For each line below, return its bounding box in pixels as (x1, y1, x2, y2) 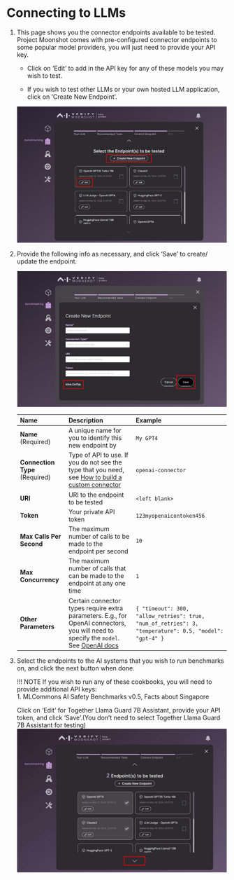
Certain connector (68, 596, 121, 605)
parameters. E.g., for (68, 611, 127, 619)
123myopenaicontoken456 (136, 513, 205, 520)
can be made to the (68, 572, 124, 580)
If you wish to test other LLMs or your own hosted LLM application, (27, 85, 220, 93)
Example (136, 415, 162, 425)
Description (68, 415, 104, 425)
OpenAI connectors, (68, 619, 126, 627)
